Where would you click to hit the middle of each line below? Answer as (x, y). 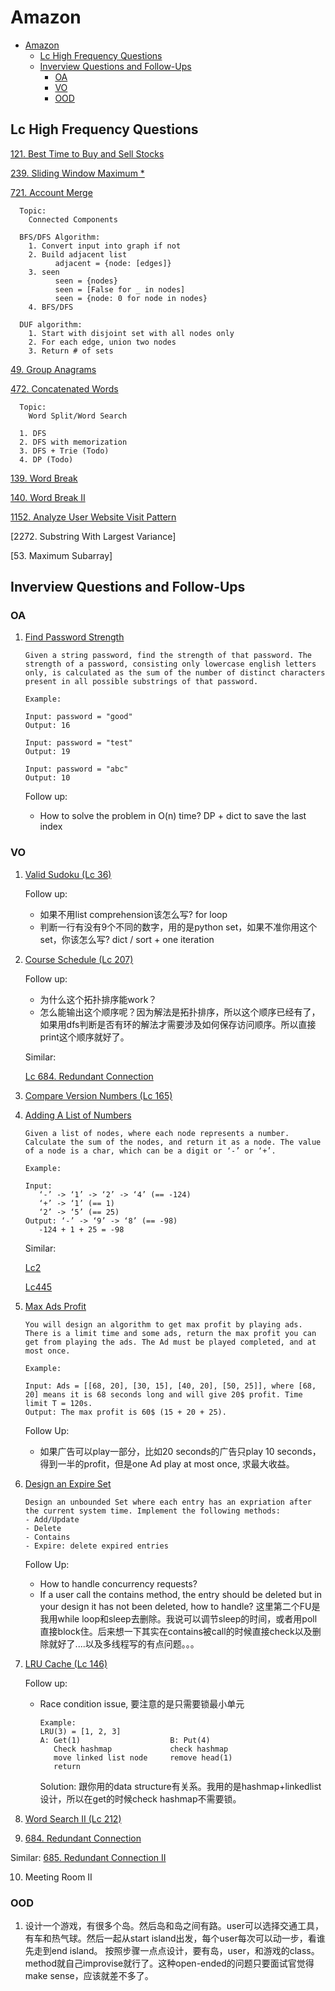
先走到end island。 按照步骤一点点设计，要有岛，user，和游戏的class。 (172, 1951)
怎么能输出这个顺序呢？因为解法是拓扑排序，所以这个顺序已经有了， (180, 1012)
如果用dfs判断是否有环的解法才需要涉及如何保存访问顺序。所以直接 (178, 1024)
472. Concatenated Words (64, 388)
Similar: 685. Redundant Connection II (88, 1857)
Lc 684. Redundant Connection (89, 1076)
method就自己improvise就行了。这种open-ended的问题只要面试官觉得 (169, 1963)
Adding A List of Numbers (78, 1115)
